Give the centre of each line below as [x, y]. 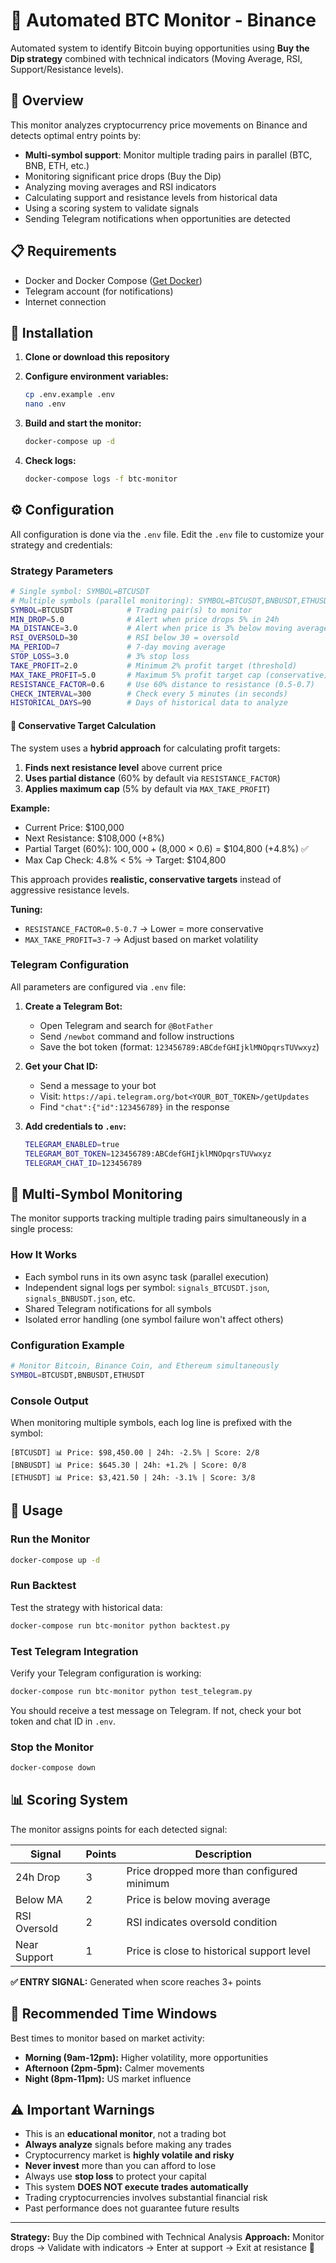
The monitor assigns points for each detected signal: [119, 1829]
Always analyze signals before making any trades [128, 2145]
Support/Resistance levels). [67, 69]
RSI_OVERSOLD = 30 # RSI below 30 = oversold [125, 638]
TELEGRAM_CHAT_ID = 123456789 [83, 1163]
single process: [42, 1229]
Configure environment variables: [96, 376]
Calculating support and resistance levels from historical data [151, 197]
